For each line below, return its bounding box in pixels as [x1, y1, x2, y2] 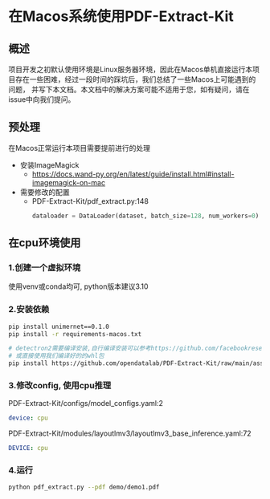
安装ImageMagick [19, 160, 80, 169]
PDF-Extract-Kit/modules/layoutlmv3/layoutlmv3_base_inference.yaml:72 [8, 428, 252, 438]
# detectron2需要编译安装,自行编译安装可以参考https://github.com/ [8, 344, 219, 353]
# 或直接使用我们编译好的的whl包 [8, 352, 104, 360]
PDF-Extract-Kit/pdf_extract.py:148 [31, 196, 149, 205]
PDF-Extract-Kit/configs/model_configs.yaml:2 [8, 399, 163, 408]
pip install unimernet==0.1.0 [8, 323, 110, 331]
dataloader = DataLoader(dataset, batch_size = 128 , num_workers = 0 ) [31, 212, 260, 220]
